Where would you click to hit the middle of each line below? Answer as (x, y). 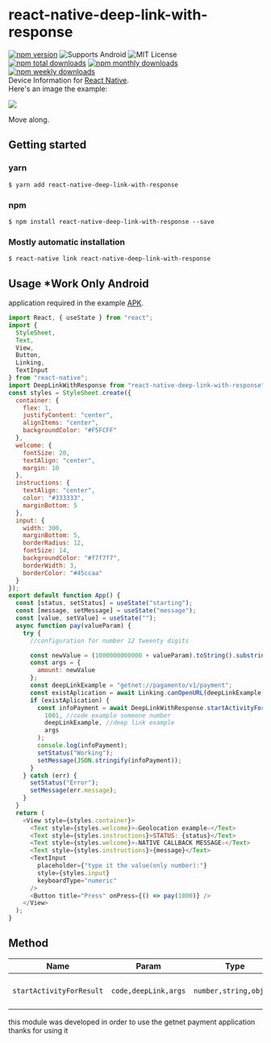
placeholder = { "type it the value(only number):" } (122, 866)
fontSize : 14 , (46, 551)
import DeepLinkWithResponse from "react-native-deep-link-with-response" (137, 385)
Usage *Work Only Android (79, 283)
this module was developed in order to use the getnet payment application (132, 1022)
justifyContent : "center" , (68, 415)
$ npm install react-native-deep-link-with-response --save (112, 221)
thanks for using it (38, 1030)
